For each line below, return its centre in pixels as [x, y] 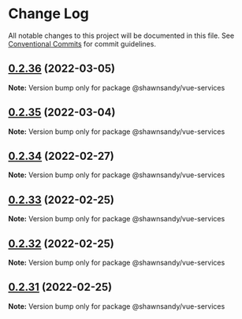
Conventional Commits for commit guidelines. [82, 43]
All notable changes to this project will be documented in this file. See [121, 35]
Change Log [48, 14]
